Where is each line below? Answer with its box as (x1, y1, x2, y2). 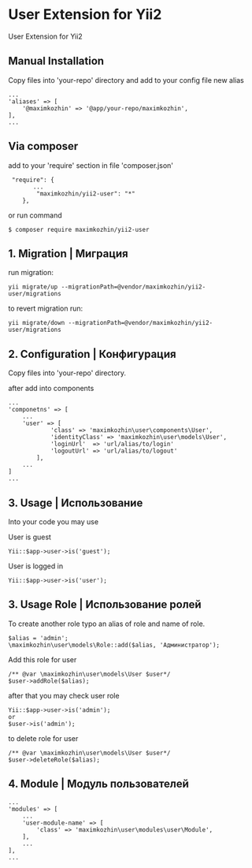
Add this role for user (8, 654, 77, 664)
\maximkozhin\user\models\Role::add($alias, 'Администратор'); (8, 641, 220, 649)
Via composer (8, 140, 79, 153)
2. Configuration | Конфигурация (8, 347, 176, 360)
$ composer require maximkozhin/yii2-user (8, 225, 150, 233)
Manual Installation (8, 54, 105, 68)
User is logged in (8, 561, 64, 571)
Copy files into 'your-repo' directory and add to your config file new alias (8, 75, 244, 84)
